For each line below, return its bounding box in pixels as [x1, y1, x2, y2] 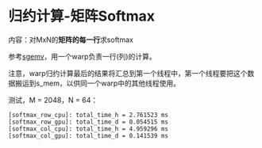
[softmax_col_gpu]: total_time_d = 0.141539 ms [8, 131, 169, 139]
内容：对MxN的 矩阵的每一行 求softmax [8, 35, 133, 44]
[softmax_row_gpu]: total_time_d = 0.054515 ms [8, 118, 169, 126]
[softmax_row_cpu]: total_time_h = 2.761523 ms [8, 111, 169, 119]
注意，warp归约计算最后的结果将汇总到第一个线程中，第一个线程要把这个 [8, 68, 248, 78]
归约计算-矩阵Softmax [8, 7, 155, 25]
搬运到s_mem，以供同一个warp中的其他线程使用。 [14, 78, 181, 88]
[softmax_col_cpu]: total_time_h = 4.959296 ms [8, 124, 169, 133]
